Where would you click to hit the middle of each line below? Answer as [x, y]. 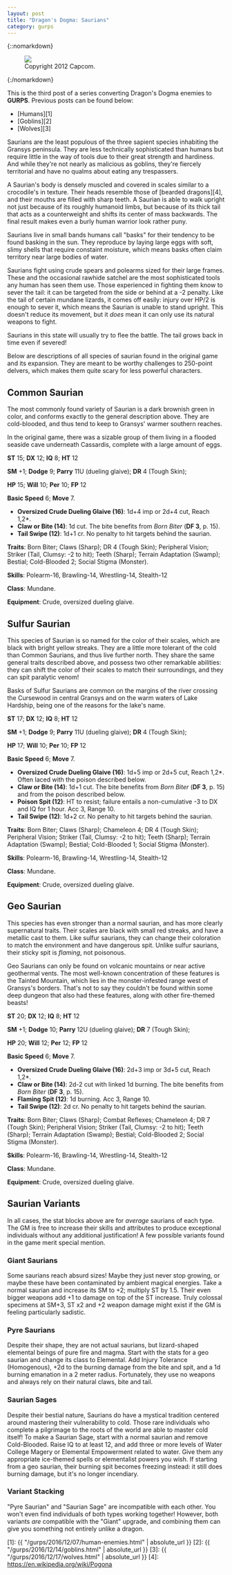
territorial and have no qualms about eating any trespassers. [93, 172]
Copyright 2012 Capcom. [60, 66]
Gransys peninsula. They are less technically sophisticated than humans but [115, 149]
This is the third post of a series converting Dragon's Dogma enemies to [109, 93]
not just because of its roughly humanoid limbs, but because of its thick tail [114, 207]
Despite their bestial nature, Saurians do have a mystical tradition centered [113, 1415]
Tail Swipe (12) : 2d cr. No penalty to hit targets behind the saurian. [112, 1106]
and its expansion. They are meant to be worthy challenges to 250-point [110, 363]
